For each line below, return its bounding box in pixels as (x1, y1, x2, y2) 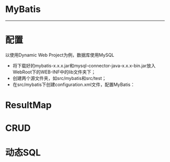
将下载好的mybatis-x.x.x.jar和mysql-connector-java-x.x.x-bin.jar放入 (12, 62, 156, 68)
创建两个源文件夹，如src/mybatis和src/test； (12, 75, 107, 81)
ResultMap (5, 100, 52, 111)
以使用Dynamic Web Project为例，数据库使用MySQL (5, 52, 115, 58)
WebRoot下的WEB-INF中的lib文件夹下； (12, 69, 96, 75)
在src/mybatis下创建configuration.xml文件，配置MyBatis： (12, 82, 135, 88)
